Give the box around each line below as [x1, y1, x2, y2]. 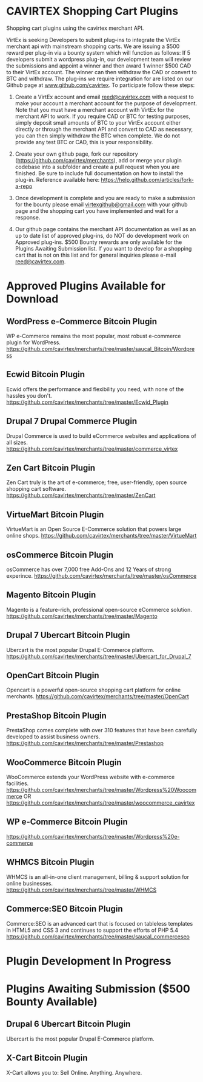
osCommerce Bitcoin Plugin [6, 549, 114, 560]
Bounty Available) [6, 994, 98, 1008]
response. [15, 213, 41, 221]
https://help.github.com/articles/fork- [101, 176, 194, 183]
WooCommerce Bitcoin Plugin [6, 757, 122, 768]
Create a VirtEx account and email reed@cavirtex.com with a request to [15, 93, 194, 100]
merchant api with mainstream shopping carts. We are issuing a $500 [6, 43, 180, 50]
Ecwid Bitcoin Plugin [6, 369, 85, 380]
